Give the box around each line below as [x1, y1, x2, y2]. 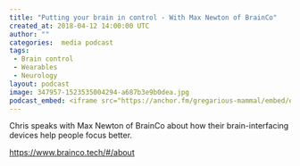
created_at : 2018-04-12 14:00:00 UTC [9, 21, 150, 30]
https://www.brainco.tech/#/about [9, 147, 136, 158]
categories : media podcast [9, 37, 114, 47]
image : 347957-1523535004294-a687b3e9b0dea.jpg [9, 87, 190, 96]
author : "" [9, 29, 50, 38]
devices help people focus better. [9, 130, 132, 141]
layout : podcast [9, 79, 70, 88]
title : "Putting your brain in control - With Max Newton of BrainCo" [9, 12, 278, 22]
